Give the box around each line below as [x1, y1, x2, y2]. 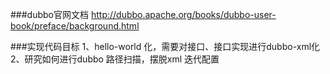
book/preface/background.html [10, 20, 140, 32]
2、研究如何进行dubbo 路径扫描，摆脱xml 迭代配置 [10, 53, 220, 65]
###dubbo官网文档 [10, 9, 89, 20]
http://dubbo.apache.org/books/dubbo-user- [90, 9, 277, 20]
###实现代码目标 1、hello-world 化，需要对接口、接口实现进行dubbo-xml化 [10, 41, 321, 52]
